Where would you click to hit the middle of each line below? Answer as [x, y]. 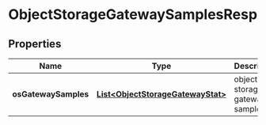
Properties [35, 44]
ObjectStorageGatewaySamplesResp [133, 15]
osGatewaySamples [51, 94]
